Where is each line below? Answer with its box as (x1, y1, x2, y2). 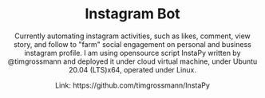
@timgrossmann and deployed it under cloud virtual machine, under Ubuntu (7, 57, 258, 66)
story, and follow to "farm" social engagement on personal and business (14, 39, 251, 49)
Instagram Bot (85, 5, 180, 23)
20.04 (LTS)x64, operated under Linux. (69, 65, 196, 74)
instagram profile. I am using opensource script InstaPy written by (24, 48, 241, 57)
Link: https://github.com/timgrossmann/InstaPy (55, 80, 210, 90)
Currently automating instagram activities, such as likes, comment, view (14, 31, 251, 41)
